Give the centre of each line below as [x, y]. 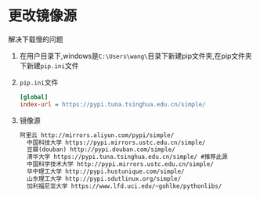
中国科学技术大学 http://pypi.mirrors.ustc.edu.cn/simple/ [120, 164]
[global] [34, 97]
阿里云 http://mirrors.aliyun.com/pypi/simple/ [97, 135]
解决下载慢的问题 [36, 39]
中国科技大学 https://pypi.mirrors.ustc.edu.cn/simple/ [116, 142]
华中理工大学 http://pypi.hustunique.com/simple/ [106, 172]
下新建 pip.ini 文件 [49, 65]
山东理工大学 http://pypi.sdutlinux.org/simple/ [104, 178]
